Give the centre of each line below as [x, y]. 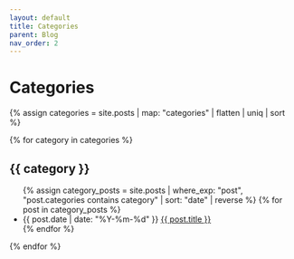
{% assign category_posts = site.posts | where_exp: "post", [133, 190]
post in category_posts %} [71, 210]
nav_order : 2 [34, 43]
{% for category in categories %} [71, 140]
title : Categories [44, 26]
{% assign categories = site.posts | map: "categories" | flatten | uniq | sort [147, 113]
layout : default [40, 18]
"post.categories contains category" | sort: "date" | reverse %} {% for [152, 200]
